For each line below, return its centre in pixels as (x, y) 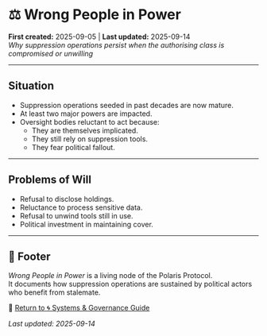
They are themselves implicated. (85, 130)
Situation (31, 86)
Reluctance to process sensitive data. (81, 207)
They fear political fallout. (73, 147)
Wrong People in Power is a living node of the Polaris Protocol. (110, 276)
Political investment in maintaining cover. (86, 224)
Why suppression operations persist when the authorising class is (116, 44)
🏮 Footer (29, 256)
